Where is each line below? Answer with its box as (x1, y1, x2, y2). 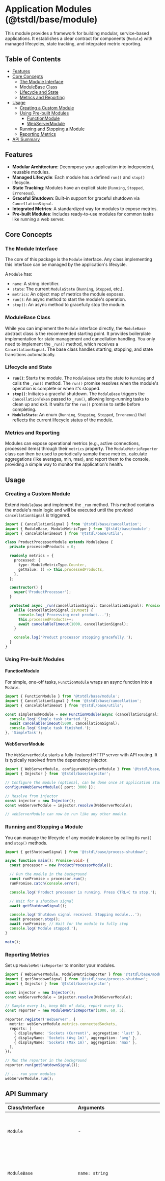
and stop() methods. (5, 840, 48, 846)
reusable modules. (12, 169, 50, 175)
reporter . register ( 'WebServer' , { (5, 1017, 76, 1022)
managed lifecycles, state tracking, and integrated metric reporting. (5, 40, 141, 46)
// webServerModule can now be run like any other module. (5, 812, 129, 817)
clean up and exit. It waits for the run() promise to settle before (12, 401, 140, 407)
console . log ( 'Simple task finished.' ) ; (9, 726, 91, 731)
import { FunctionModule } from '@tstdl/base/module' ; (5, 694, 120, 699)
